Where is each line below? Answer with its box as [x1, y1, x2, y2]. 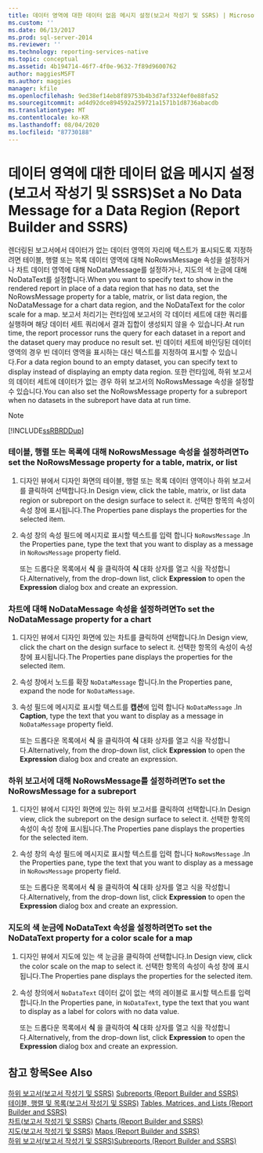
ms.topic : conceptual [8, 56, 79, 64]
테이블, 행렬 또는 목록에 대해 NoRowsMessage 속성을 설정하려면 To [8, 447, 249, 458]
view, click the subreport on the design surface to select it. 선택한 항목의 [19, 814, 250, 824]
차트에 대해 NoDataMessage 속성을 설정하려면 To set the [8, 603, 215, 614]
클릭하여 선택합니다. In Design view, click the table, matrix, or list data [27, 485, 247, 495]
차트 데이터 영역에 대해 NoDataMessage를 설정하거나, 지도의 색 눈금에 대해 [16, 265, 247, 274]
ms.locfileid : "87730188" [8, 128, 92, 136]
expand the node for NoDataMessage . [19, 686, 135, 696]
